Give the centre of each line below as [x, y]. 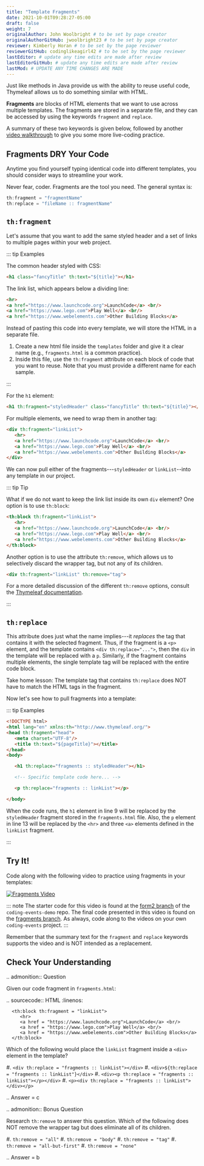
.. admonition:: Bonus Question [45, 1110]
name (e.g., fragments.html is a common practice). [79, 353]
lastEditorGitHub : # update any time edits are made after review [92, 63]
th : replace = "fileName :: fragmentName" [59, 204]
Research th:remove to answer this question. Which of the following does [98, 1121]
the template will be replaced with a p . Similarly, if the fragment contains [96, 656]
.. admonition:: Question [36, 977]
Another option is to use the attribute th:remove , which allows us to [90, 557]
